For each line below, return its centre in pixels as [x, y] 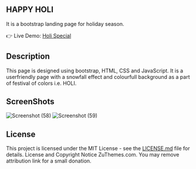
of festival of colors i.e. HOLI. [41, 83]
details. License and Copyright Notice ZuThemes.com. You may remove [93, 155]
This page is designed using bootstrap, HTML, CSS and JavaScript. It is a [95, 71]
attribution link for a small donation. [49, 161]
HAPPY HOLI [30, 10]
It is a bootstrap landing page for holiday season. [65, 24]
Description [28, 56]
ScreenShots [30, 102]
